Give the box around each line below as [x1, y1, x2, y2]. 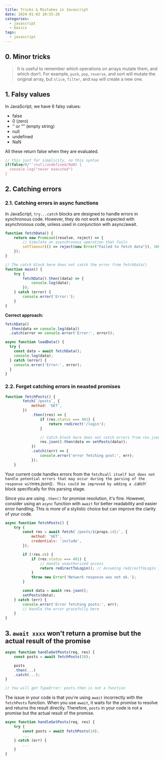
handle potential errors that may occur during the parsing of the [5, 476, 145, 481]
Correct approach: [5, 312, 43, 318]
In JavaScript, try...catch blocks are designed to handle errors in [5, 211, 138, 217]
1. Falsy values [5, 90, 50, 98]
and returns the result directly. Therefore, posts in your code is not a [5, 705, 143, 711]
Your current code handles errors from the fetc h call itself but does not [5, 471, 155, 477]
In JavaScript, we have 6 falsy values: [5, 103, 82, 109]
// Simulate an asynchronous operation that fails [22, 240, 128, 245]
